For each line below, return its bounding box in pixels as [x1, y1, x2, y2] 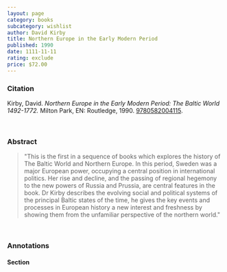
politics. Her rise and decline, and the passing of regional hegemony [23, 174, 217, 182]
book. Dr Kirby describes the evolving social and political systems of [23, 189, 218, 197]
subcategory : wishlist [7, 23, 72, 29]
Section [7, 258, 29, 266]
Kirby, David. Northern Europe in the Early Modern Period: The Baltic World [7, 99, 220, 107]
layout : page [7, 10, 45, 17]
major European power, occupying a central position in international [23, 167, 215, 175]
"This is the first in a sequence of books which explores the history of [23, 152, 221, 161]
